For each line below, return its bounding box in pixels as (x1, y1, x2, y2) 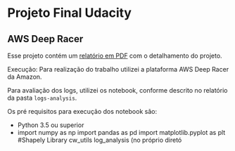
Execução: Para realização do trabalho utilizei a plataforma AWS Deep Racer (7, 65, 229, 73)
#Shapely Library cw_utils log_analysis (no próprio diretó (17, 136, 182, 144)
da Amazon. (7, 72, 42, 81)
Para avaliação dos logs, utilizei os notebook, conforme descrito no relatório (7, 86, 228, 94)
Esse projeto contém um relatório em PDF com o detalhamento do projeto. (7, 51, 223, 60)
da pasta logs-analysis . (7, 93, 77, 102)
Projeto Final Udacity (7, 5, 132, 21)
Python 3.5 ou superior (17, 121, 84, 129)
